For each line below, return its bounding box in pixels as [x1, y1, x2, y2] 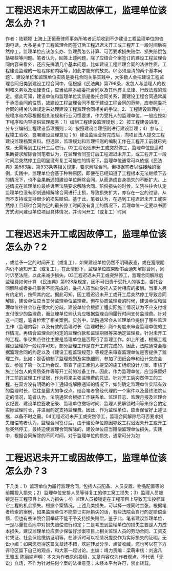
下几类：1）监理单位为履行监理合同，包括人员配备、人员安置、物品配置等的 [5, 483, 164, 489]
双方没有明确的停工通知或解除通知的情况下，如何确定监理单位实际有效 [18, 381, 167, 387]
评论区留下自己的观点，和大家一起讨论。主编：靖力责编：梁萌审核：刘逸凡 [5, 547, 162, 553]
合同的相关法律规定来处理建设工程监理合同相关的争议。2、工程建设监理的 [5, 106, 161, 112]
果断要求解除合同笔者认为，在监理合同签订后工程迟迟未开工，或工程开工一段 [5, 151, 167, 157]
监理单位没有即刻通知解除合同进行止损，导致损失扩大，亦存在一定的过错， [5, 189, 162, 195]
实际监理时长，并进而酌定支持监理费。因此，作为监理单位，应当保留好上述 [5, 406, 162, 413]
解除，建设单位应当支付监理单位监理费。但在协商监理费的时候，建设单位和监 [5, 298, 167, 304]
